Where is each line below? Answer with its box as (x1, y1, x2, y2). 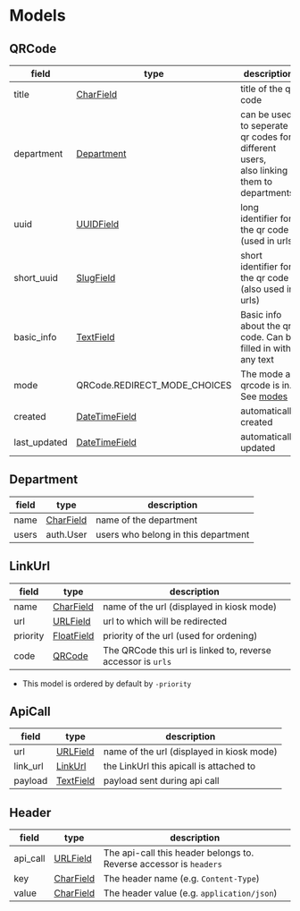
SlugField (76, 272, 116, 284)
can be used (240, 108, 293, 121)
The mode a (240, 368, 291, 380)
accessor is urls (102, 655, 172, 668)
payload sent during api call (103, 775, 220, 788)
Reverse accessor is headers (103, 858, 223, 871)
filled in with (240, 342, 292, 354)
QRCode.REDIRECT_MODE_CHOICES (76, 379, 232, 391)
